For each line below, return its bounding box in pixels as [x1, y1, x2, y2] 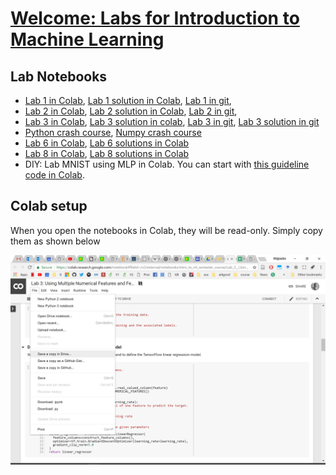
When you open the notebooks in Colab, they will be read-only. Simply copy [10, 224, 323, 236]
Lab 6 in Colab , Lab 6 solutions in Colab [24, 137, 190, 149]
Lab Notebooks [10, 68, 108, 85]
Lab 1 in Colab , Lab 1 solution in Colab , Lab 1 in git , [24, 95, 232, 106]
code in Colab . [24, 169, 85, 181]
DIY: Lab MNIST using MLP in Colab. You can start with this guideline [24, 158, 310, 170]
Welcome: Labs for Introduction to [10, 7, 300, 30]
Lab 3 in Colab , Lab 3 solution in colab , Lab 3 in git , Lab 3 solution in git [24, 116, 320, 127]
